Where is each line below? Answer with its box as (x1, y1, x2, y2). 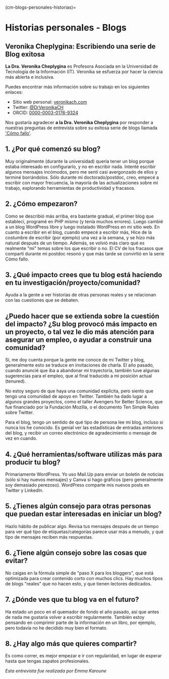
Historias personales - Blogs (5, 22, 127, 33)
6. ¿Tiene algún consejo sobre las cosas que (5, 549, 147, 557)
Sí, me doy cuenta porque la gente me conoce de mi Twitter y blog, (5, 357, 145, 363)
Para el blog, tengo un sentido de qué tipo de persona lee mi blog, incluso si (5, 419, 163, 426)
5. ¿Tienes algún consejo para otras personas (5, 502, 151, 510)
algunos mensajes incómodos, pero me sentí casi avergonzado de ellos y (5, 169, 158, 175)
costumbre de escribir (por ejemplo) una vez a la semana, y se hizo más (5, 234, 155, 240)
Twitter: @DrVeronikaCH (12, 105, 64, 110)
